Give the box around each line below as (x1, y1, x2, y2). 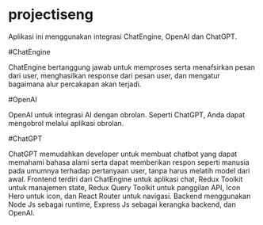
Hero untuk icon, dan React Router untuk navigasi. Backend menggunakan (8, 191, 251, 200)
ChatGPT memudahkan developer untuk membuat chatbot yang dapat (8, 149, 238, 158)
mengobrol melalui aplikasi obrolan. (8, 118, 124, 128)
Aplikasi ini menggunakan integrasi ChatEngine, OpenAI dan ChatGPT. (8, 32, 238, 41)
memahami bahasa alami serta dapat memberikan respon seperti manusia (8, 157, 250, 167)
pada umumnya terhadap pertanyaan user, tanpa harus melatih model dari (8, 166, 250, 175)
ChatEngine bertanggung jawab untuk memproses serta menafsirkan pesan (8, 62, 256, 72)
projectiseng (8, 6, 93, 24)
